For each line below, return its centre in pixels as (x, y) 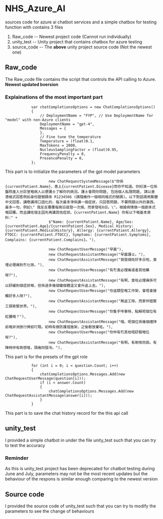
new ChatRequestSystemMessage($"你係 (86, 182)
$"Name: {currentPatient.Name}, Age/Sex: (91, 222)
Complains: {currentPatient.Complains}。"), (51, 240)
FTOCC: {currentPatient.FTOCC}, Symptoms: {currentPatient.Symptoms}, (78, 235)
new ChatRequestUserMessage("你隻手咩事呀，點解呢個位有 (103, 312)
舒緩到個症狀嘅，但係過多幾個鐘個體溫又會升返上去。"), (57, 286)
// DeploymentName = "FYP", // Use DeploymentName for (96, 116)
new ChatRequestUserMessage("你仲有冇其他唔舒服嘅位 (99, 332)
